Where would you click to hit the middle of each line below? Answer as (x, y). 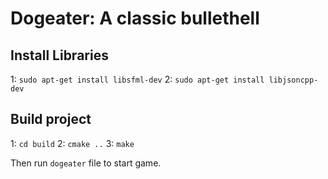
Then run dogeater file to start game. (86, 163)
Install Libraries (59, 55)
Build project (51, 119)
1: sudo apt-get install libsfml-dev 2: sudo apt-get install (137, 79)
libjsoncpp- (293, 80)
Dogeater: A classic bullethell (135, 18)
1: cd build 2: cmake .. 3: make (72, 143)
